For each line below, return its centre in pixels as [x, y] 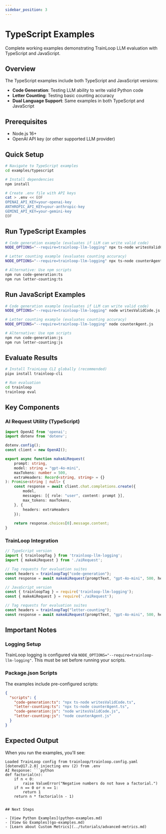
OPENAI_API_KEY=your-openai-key [38, 202]
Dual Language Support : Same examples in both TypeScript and [78, 101]
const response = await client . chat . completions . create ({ [75, 487]
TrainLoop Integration [32, 541]
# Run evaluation [23, 383]
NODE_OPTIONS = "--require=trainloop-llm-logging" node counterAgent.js [79, 324]
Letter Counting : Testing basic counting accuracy [63, 96]
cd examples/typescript [30, 170]
